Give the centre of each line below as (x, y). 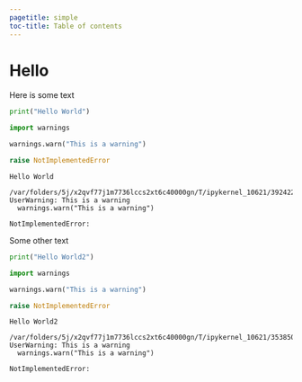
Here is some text (42, 95)
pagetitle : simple (44, 18)
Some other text (39, 240)
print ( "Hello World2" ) (52, 257)
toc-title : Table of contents (66, 26)
